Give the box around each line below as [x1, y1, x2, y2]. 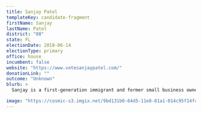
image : [6, 98, 23, 104]
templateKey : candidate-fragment [6, 14, 90, 20]
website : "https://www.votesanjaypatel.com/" [6, 64, 122, 71]
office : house [6, 53, 42, 60]
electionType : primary [6, 48, 63, 54]
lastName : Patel [6, 25, 47, 32]
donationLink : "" [6, 70, 50, 76]
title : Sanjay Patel [6, 8, 58, 15]
